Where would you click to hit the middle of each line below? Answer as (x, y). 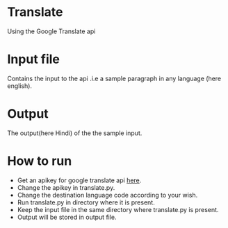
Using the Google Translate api (51, 31)
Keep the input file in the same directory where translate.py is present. (118, 209)
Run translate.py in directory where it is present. (86, 202)
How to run (40, 161)
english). (20, 86)
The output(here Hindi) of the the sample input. (75, 133)
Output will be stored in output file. (67, 217)
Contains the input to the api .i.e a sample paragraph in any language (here (114, 78)
